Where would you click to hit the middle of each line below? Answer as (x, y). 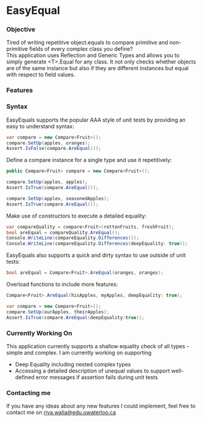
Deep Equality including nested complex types (73, 364)
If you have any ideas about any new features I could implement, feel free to (101, 406)
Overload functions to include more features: (62, 284)
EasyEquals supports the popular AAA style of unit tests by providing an (96, 120)
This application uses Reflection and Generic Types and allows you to (93, 56)
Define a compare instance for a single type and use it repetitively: (89, 160)
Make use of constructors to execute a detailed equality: (77, 216)
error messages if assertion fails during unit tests (97, 377)
